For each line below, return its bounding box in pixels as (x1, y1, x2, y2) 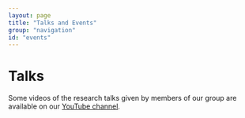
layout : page (8, 11, 51, 20)
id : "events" (8, 33, 51, 42)
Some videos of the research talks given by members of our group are (8, 94, 237, 103)
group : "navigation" (8, 26, 77, 34)
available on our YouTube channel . (8, 101, 121, 111)
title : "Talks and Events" (8, 19, 97, 27)
